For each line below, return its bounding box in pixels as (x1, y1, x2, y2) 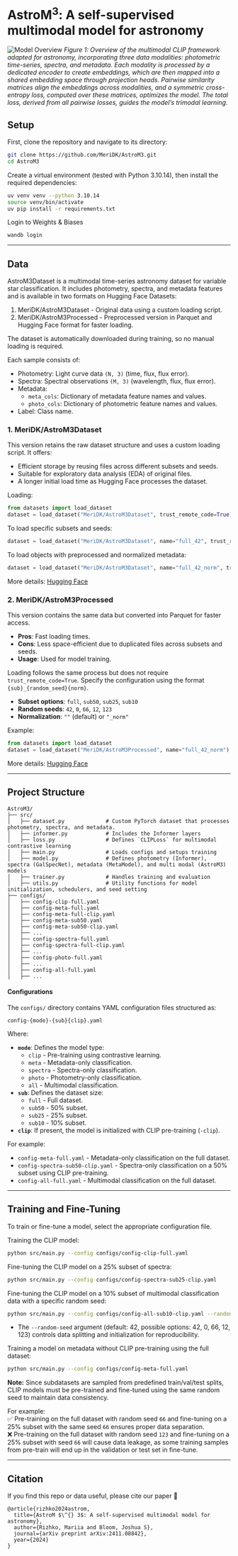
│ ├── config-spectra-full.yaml (7, 935, 110, 943)
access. (7, 618, 30, 627)
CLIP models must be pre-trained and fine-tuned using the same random (7, 1386, 220, 1394)
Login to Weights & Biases (7, 218, 84, 227)
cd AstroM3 (7, 157, 40, 165)
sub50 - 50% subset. (28, 1104, 88, 1112)
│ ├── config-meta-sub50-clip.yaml (7, 923, 119, 930)
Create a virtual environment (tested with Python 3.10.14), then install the (7, 171, 218, 179)
